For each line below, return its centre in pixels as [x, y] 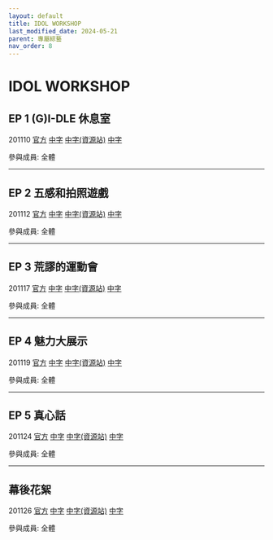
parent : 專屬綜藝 [35, 39]
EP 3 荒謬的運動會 [53, 267]
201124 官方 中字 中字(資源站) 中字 [66, 437]
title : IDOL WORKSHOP [45, 24]
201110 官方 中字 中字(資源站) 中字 [65, 140]
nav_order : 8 [30, 46]
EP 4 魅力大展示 [48, 342]
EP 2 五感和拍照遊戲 [58, 193]
